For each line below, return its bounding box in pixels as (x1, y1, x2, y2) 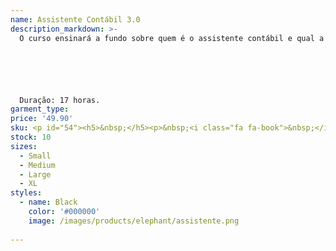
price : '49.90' (10, 114, 74, 124)
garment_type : (10, 104, 70, 115)
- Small (19, 151, 52, 161)
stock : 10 (10, 132, 52, 142)
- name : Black (19, 197, 78, 208)
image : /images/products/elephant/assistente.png (28, 216, 240, 226)
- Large (19, 169, 52, 180)
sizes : (10, 141, 38, 151)
